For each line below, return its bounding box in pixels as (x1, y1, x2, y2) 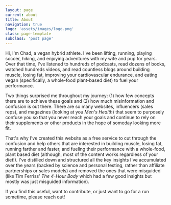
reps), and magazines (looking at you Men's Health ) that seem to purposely (5, 108, 164, 115)
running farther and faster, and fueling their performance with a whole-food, (5, 146, 166, 152)
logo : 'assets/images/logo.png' (5, 27, 74, 32)
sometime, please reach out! (5, 194, 65, 200)
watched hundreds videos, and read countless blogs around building (5, 66, 150, 72)
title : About (5, 17, 33, 22)
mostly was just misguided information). (5, 178, 89, 185)
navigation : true (5, 21, 42, 27)
